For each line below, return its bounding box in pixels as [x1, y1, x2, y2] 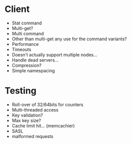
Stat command [11, 20, 42, 26]
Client [4, 3, 30, 15]
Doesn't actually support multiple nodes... [11, 51, 98, 58]
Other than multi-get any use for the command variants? [11, 36, 127, 42]
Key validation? [11, 112, 43, 118]
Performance [11, 41, 39, 47]
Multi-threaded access [11, 107, 59, 113]
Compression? [11, 62, 42, 68]
